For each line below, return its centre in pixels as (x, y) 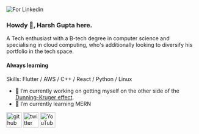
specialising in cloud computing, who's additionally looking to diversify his (99, 45)
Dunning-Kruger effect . (45, 97)
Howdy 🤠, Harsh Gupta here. (49, 25)
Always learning (27, 65)
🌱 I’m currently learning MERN (53, 104)
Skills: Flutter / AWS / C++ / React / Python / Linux (69, 79)
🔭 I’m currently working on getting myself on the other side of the (97, 91)
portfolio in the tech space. (40, 51)
